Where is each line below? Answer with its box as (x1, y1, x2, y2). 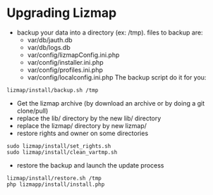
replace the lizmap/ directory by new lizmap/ (16, 121, 147, 130)
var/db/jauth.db (27, 35, 73, 44)
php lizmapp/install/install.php (6, 181, 105, 188)
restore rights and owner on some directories (16, 129, 149, 137)
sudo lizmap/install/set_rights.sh (6, 142, 111, 149)
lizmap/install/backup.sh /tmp (6, 87, 99, 94)
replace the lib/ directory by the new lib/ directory (16, 114, 162, 122)
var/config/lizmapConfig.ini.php (27, 51, 120, 59)
